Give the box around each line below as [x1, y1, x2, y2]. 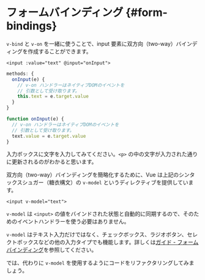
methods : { [6, 70, 34, 77]
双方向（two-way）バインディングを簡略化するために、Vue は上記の [6, 171, 179, 178]
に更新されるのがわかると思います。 [6, 158, 97, 165]
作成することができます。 [27, 47, 92, 55]
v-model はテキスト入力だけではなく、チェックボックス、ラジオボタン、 [6, 231, 188, 238]
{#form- [125, 6, 168, 20]
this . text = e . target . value [17, 93, 89, 100]
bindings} [6, 19, 57, 33]
